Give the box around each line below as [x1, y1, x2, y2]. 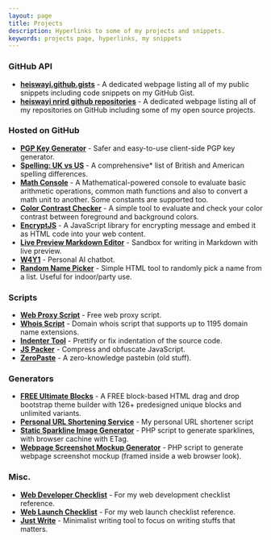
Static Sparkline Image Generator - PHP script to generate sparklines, [19, 426, 256, 435]
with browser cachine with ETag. [19, 434, 129, 444]
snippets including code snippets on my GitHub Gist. [19, 88, 195, 98]
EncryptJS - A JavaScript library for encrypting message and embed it [19, 220, 256, 230]
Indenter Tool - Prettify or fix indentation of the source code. [19, 336, 223, 346]
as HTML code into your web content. [19, 229, 146, 239]
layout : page [8, 11, 52, 20]
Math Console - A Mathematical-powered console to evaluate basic [19, 177, 247, 187]
